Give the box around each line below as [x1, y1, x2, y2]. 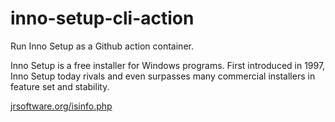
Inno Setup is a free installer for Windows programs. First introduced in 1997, [10, 59, 326, 71]
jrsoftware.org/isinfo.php [10, 100, 113, 112]
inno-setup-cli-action [10, 7, 195, 30]
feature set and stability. [10, 80, 110, 92]
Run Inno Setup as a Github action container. [10, 40, 194, 52]
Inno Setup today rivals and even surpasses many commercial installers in [10, 70, 316, 82]
